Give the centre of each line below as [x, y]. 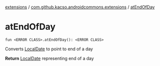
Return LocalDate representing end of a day [49, 58]
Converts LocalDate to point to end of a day [49, 49]
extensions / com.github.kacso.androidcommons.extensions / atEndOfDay [80, 7]
